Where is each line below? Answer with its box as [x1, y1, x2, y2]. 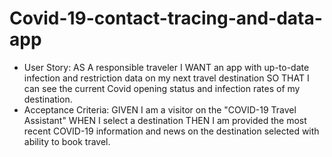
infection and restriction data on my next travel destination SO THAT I [23, 72, 310, 84]
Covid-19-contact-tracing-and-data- [9, 7, 323, 30]
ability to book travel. [23, 135, 111, 147]
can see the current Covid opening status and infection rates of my [23, 82, 301, 94]
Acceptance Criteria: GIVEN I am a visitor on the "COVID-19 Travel [23, 103, 297, 116]
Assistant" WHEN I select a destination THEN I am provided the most [23, 114, 307, 126]
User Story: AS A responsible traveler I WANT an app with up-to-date [23, 61, 310, 73]
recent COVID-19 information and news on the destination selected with [23, 125, 320, 137]
